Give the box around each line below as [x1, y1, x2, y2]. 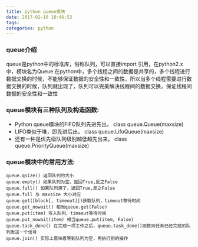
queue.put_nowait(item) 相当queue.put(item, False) [6, 217, 134, 223]
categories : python [6, 25, 54, 31]
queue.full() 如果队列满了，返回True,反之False [6, 186, 115, 191]
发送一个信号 [10, 229, 37, 235]
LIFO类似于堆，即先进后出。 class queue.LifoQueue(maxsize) [14, 128, 164, 135]
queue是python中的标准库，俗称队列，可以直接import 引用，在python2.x [6, 60, 184, 67]
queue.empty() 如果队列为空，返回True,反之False [6, 179, 118, 185]
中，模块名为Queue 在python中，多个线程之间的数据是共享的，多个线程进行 [6, 67, 190, 74]
